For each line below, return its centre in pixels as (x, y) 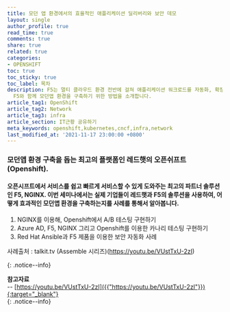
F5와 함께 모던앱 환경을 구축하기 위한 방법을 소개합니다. (82, 97)
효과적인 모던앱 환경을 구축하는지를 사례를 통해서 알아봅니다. (99, 203)
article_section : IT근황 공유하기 (52, 122)
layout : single (29, 20)
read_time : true (30, 33)
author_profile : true (38, 26)
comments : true (29, 39)
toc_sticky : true (32, 77)
